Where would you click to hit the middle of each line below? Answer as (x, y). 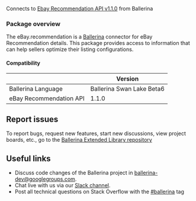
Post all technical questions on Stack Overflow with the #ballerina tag (99, 192)
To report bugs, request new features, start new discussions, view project (96, 133)
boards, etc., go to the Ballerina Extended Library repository (79, 140)
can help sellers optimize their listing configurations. (70, 49)
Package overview (33, 24)
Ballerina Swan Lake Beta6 (127, 88)
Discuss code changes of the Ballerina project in (74, 173)
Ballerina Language (36, 88)
